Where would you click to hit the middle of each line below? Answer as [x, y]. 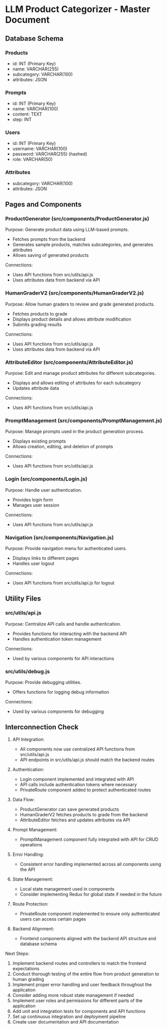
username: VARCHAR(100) [40, 149]
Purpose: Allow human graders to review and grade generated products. [80, 304]
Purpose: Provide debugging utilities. [43, 682]
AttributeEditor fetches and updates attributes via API [75, 820]
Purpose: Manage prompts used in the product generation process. [75, 431]
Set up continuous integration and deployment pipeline [69, 1016]
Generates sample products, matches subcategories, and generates [83, 245]
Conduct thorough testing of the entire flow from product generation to [86, 974]
